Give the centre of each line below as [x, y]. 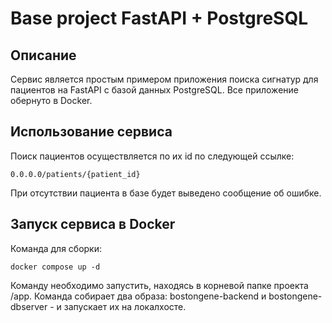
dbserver [29, 306]
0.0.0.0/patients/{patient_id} [75, 174]
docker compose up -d [55, 267]
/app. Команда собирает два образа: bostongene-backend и [138, 296]
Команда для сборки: [56, 248]
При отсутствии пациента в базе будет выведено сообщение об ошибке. [166, 193]
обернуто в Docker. [51, 100]
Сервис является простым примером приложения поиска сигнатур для [164, 79]
